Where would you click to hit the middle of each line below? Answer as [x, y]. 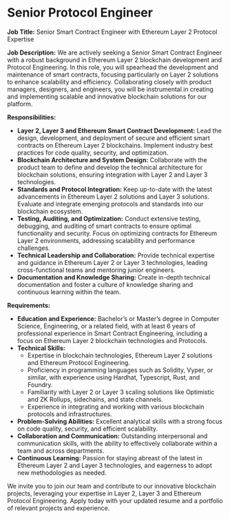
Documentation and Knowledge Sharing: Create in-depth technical [114, 277]
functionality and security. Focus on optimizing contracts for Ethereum [117, 233]
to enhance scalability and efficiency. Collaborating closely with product [109, 81]
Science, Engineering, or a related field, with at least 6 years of [106, 326]
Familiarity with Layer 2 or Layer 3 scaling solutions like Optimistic [121, 392]
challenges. [33, 248]
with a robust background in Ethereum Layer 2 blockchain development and [115, 59]
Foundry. [40, 384]
